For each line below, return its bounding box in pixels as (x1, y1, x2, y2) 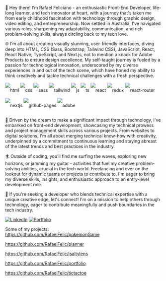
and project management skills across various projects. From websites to (5, 128, 155, 134)
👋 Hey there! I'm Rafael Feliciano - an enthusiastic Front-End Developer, (5, 5, 152, 10)
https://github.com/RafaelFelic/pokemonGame (5, 231, 100, 238)
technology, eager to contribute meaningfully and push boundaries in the (5, 202, 155, 208)
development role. (5, 182, 42, 188)
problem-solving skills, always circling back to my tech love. (5, 31, 128, 37)
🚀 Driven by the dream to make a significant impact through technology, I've (5, 117, 161, 123)
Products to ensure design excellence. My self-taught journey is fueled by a (5, 57, 161, 63)
